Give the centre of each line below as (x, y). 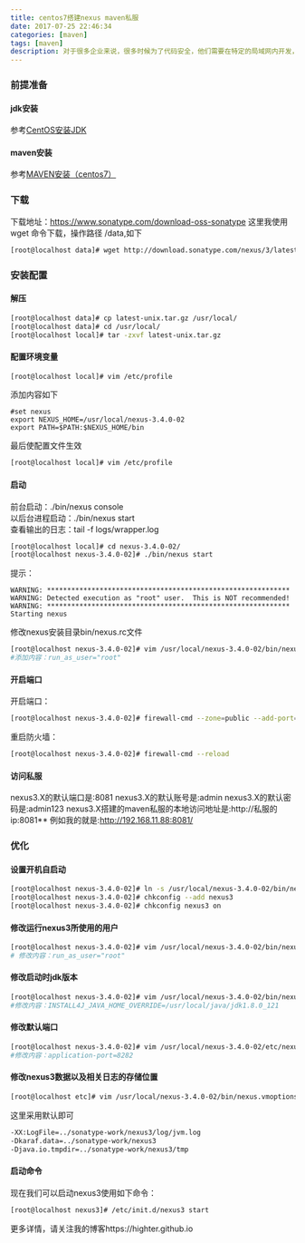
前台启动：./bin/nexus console (67, 506)
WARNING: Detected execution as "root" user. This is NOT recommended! (150, 598)
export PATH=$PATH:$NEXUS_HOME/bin (77, 428)
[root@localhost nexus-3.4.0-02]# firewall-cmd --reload (120, 754)
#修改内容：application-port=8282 (72, 1055)
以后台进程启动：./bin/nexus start (72, 518)
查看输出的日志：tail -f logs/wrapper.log (85, 529)
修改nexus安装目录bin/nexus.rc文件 (76, 632)
